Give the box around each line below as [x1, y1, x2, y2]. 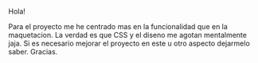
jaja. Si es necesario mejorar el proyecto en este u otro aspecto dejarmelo [8, 39, 251, 48]
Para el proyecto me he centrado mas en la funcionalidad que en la [8, 22, 229, 31]
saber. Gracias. [8, 47, 58, 56]
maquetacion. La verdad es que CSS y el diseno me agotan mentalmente [8, 31, 247, 39]
